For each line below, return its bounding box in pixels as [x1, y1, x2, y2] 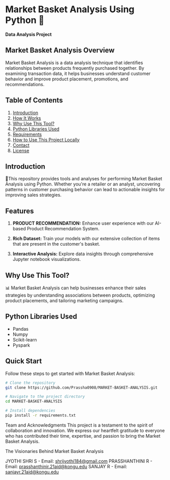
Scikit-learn [12, 336, 37, 342]
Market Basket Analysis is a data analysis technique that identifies [5, 60, 143, 66]
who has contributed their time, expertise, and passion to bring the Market [5, 433, 161, 439]
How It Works [12, 115, 42, 121]
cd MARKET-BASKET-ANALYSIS [5, 399, 62, 404]
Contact [12, 142, 29, 148]
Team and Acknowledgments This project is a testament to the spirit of [5, 422, 153, 428]
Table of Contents [5, 96, 63, 105]
